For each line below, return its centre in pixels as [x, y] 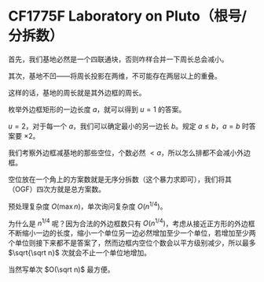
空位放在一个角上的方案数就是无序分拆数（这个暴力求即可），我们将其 [120, 179]
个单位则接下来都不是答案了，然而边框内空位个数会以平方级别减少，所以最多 [132, 243]
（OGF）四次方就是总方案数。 [57, 189]
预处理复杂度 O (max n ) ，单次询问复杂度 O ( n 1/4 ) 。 [88, 206]
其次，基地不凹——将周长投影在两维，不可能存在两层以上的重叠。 [115, 76]
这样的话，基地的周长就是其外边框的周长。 [77, 92]
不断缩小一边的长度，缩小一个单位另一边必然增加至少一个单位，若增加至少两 [132, 233]
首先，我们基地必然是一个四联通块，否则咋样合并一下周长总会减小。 [118, 59]
